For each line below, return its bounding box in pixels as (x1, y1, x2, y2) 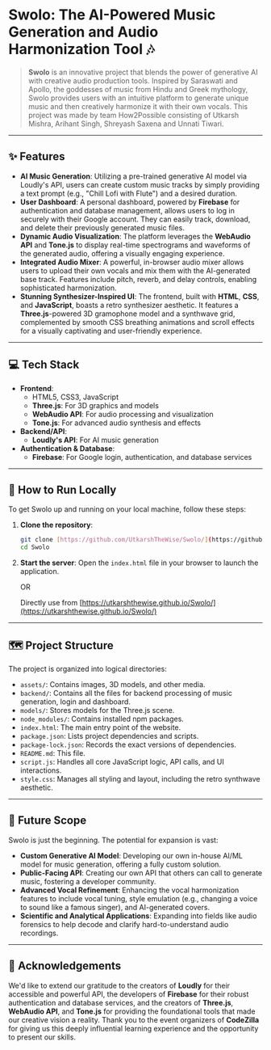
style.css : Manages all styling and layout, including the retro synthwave (19, 774, 261, 783)
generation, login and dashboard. (19, 697, 131, 706)
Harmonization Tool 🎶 (8, 40, 155, 58)
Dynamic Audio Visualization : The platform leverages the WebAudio (19, 231, 252, 241)
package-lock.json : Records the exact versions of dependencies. (19, 740, 236, 749)
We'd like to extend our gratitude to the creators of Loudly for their (8, 980, 231, 990)
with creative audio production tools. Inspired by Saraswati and (27, 75, 238, 86)
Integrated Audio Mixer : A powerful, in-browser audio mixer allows (19, 257, 244, 267)
